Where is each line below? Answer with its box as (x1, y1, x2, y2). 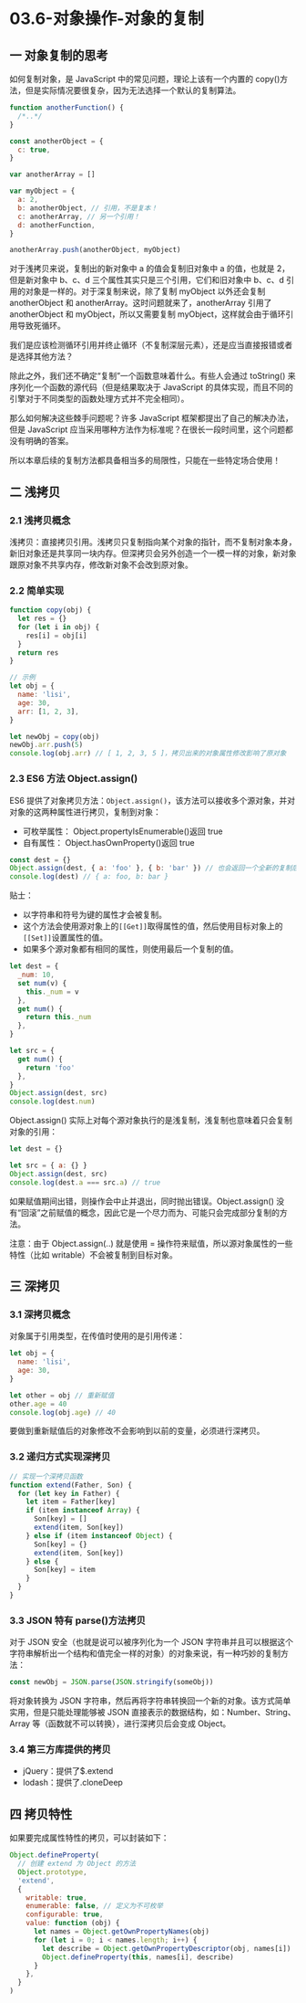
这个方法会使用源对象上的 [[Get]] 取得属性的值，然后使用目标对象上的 (22, 921, 283, 932)
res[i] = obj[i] (25, 631, 88, 640)
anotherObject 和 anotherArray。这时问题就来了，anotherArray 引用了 (9, 298, 272, 309)
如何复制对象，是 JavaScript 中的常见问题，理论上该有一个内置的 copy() (9, 74, 280, 84)
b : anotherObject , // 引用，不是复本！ (17, 203, 158, 213)
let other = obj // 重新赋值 (9, 1390, 115, 1400)
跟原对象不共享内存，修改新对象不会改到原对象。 (9, 559, 193, 570)
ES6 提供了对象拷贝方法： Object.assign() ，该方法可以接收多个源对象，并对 (9, 795, 296, 806)
